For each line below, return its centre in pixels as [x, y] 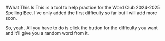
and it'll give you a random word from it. [47, 33]
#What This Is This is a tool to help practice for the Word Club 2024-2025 [83, 7]
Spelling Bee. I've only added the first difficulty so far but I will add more [81, 13]
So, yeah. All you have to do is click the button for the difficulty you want [82, 28]
